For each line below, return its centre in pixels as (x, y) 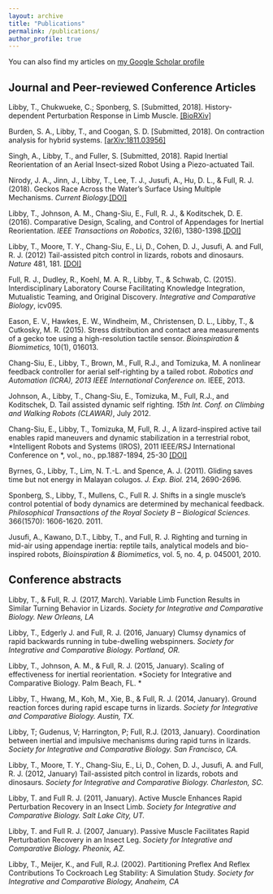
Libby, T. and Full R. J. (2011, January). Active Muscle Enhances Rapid (125, 798)
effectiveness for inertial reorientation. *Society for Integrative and (120, 674)
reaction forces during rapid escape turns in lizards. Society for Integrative (133, 707)
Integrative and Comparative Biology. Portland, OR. (94, 650)
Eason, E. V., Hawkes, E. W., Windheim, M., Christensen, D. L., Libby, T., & (131, 322)
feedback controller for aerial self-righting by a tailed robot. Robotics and (131, 372)
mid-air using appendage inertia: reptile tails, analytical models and (121, 546)
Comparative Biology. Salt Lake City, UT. (77, 815)
